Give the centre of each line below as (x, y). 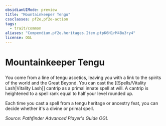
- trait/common (26, 28)
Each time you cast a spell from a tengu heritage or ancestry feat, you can (82, 103)
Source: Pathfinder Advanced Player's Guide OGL (57, 118)
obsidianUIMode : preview (31, 10)
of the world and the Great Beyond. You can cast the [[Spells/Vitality (76, 82)
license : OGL (19, 38)
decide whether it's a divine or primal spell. (50, 108)
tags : (11, 24)
